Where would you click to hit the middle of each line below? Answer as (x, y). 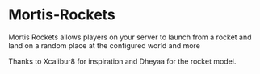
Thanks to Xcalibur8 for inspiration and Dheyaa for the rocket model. (122, 61)
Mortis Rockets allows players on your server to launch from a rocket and (130, 37)
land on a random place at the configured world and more (104, 45)
